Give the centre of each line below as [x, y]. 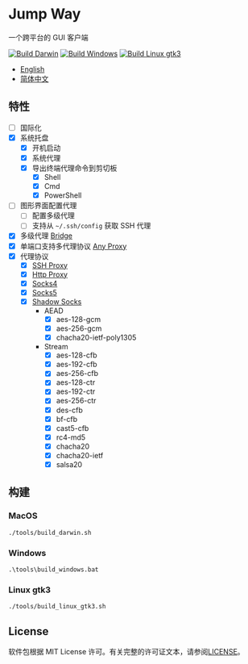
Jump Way [45, 14]
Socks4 [45, 283]
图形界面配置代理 [48, 206]
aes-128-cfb [77, 355]
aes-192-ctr [76, 391]
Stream [56, 347]
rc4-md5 [71, 437]
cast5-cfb [72, 428]
